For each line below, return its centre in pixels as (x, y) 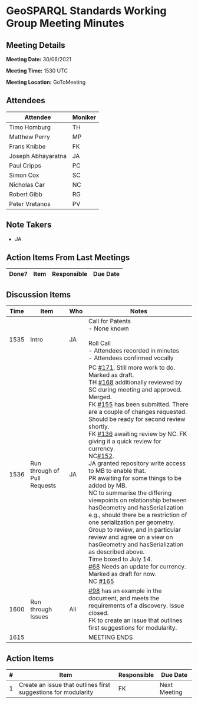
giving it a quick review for (125, 442)
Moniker (84, 117)
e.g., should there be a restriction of (138, 515)
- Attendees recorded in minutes (134, 351)
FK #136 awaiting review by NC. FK (138, 434)
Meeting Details (36, 45)
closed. (98, 613)
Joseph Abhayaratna (38, 156)
